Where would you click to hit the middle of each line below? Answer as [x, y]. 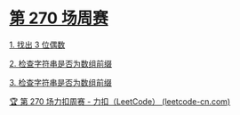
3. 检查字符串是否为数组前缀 [61, 82]
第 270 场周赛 [59, 18]
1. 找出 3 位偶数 [37, 45]
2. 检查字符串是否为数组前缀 [61, 63]
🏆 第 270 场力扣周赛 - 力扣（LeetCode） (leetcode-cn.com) [120, 101]
